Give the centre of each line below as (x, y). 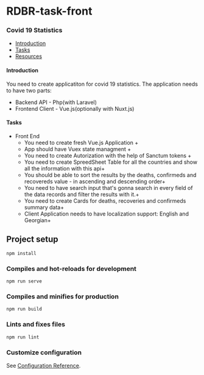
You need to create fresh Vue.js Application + (81, 142)
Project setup (33, 240)
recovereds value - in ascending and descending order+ (95, 181)
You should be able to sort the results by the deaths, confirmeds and (110, 175)
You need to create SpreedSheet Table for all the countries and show (111, 162)
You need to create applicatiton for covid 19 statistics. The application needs (102, 84)
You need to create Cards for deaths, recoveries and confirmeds (105, 201)
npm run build (24, 309)
